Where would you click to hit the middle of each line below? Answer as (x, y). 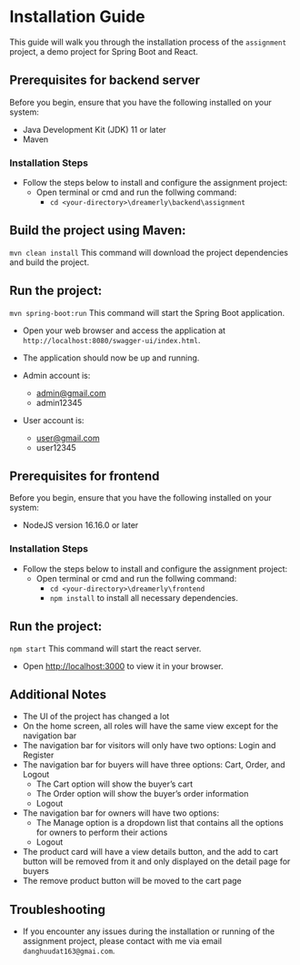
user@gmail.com (68, 438)
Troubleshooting (58, 909)
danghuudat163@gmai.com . (69, 951)
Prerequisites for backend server (105, 81)
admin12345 (59, 402)
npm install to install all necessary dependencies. (144, 597)
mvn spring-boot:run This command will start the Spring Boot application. (147, 312)
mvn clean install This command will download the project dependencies (149, 252)
